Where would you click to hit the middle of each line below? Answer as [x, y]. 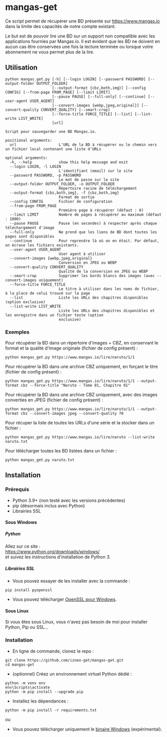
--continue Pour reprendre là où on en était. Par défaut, [84, 241]
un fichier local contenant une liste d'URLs [53, 149]
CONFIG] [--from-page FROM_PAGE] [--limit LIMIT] [58, 92]
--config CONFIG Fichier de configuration [61, 201]
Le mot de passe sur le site [89, 180]
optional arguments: [27, 158]
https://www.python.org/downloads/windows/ [52, 552]
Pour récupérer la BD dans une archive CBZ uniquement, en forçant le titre [82, 367]
